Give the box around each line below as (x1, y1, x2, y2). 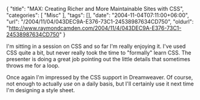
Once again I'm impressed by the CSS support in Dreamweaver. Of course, (6, 74, 193, 81)
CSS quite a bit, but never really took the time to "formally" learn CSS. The (6, 49, 192, 56)
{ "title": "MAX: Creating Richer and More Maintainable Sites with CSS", (6, 5, 184, 12)
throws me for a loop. (6, 62, 60, 69)
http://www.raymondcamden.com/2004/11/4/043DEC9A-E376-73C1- (8, 24, 182, 32)
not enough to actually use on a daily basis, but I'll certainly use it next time (6, 80, 194, 87)
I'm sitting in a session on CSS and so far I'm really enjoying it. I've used (6, 42, 186, 50)
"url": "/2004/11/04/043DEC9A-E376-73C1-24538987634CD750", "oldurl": (6, 18, 194, 25)
